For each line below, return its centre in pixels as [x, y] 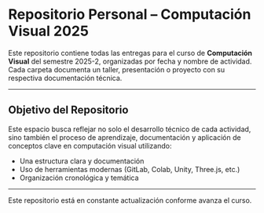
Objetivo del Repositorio [68, 110]
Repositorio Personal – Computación [130, 15]
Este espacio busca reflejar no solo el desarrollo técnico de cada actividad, [130, 129]
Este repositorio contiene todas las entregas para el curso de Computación [130, 53]
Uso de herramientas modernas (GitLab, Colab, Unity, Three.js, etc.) [130, 169]
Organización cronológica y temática [79, 178]
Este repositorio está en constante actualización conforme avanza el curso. [130, 200]
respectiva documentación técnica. [65, 78]
